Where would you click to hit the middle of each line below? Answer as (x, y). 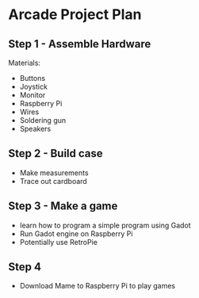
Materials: (25, 63)
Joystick (33, 86)
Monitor (33, 95)
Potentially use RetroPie (58, 242)
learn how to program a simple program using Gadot (105, 225)
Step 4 (25, 267)
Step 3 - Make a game (63, 206)
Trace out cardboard (53, 181)
